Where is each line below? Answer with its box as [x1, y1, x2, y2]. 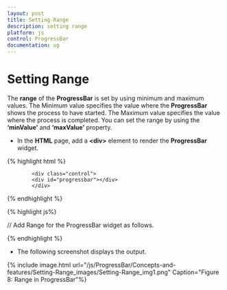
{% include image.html [7, 261, 71, 269]
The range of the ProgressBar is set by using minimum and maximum [7, 94, 204, 102]
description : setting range [7, 23, 88, 29]
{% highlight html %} [7, 157, 67, 165]
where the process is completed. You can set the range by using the [7, 116, 200, 124]
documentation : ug [7, 42, 60, 49]
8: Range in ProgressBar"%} [7, 275, 87, 283]
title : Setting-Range [7, 16, 69, 23]
